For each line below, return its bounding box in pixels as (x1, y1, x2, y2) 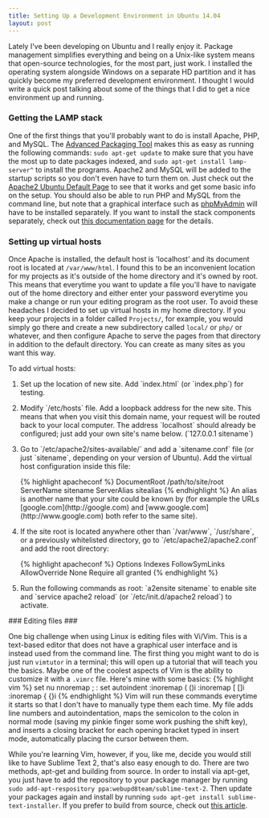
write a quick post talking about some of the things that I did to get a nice (8, 83, 251, 93)
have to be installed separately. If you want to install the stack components (8, 207, 255, 217)
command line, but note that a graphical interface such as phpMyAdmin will (8, 198, 259, 209)
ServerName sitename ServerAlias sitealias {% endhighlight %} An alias (19, 486, 258, 495)
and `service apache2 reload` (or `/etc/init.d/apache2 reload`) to (19, 592, 233, 602)
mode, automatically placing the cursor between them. (8, 734, 190, 743)
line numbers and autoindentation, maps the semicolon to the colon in (8, 708, 239, 718)
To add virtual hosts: (8, 364, 76, 373)
